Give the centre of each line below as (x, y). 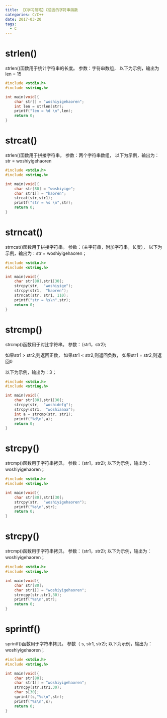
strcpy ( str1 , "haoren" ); (41, 291)
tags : (11, 24)
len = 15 (13, 74)
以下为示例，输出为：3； (31, 372)
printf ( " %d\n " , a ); (33, 419)
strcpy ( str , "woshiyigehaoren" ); (50, 502)
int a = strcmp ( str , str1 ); (44, 414)
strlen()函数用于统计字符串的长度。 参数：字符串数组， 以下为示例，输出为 (82, 68)
